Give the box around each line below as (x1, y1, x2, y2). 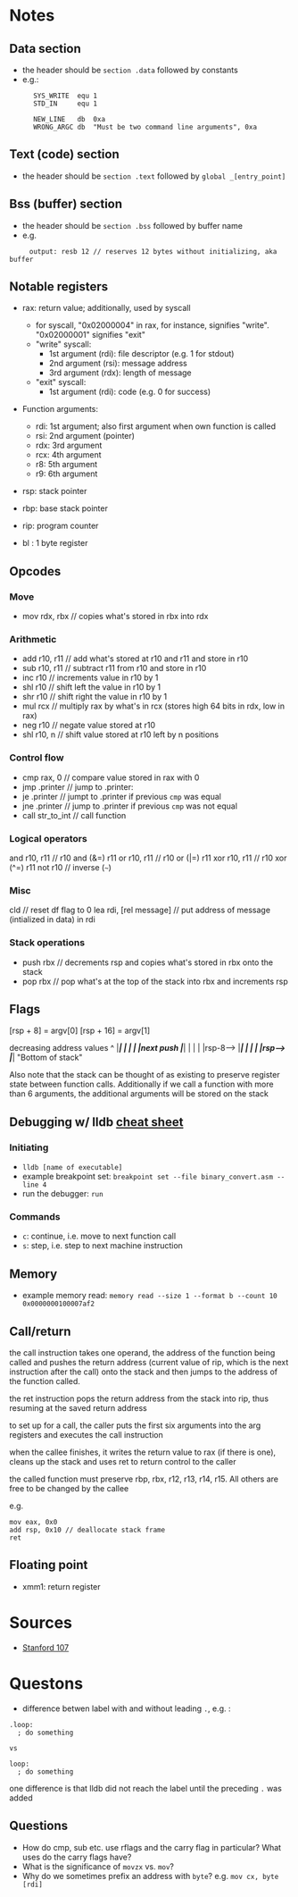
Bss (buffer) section (9, 197, 123, 212)
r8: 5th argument (35, 459, 98, 470)
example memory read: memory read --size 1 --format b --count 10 (21, 1290, 278, 1301)
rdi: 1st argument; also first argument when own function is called (35, 421, 277, 432)
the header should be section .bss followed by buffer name (21, 220, 244, 231)
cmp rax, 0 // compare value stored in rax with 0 (21, 772, 200, 783)
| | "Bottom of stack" (9, 1052, 83, 1063)
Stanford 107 (21, 1641, 70, 1653)
